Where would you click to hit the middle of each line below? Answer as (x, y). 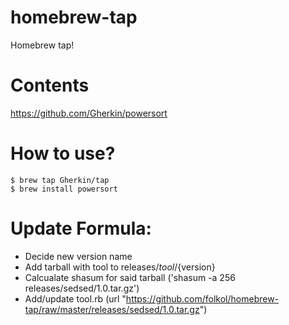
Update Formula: (81, 228)
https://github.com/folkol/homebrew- (202, 298)
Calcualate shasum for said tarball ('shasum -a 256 (130, 277)
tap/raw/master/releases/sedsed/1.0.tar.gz (112, 309)
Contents (50, 85)
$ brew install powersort (64, 189)
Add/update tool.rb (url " (75, 298)
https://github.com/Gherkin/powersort (89, 113)
